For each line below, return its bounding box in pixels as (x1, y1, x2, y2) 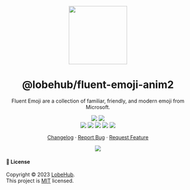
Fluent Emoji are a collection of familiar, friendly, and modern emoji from (11, 97, 185, 104)
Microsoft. (85, 103, 111, 110)
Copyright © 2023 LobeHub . (6, 171, 75, 178)
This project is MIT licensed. (6, 177, 74, 184)
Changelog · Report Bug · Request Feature (47, 133, 149, 140)
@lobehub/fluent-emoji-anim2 (22, 78, 174, 92)
